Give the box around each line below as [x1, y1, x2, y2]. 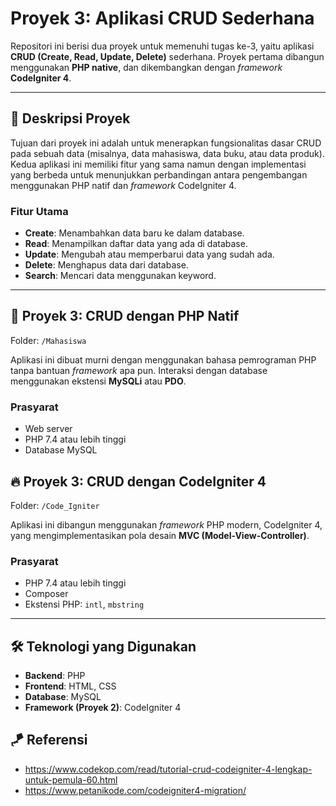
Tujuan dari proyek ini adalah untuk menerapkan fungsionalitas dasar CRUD [10, 137, 322, 149]
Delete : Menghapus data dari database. [24, 259, 189, 271]
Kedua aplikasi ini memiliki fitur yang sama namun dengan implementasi [10, 158, 307, 170]
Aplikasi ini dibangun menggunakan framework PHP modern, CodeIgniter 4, [10, 518, 323, 531]
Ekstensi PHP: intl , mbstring [24, 598, 145, 611]
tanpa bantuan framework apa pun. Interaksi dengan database [10, 364, 268, 376]
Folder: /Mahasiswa [10, 334, 87, 346]
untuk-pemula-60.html [24, 773, 118, 786]
